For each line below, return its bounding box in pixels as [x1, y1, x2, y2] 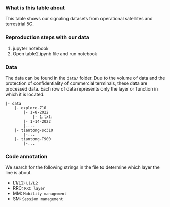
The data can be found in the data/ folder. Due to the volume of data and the [5, 75, 165, 81]
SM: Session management [12, 196, 63, 202]
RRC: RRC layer [12, 185, 45, 191]
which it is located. [5, 91, 45, 97]
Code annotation [5, 153, 48, 160]
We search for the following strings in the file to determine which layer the [5, 164, 160, 170]
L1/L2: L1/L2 [12, 180, 38, 186]
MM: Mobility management [12, 190, 67, 197]
